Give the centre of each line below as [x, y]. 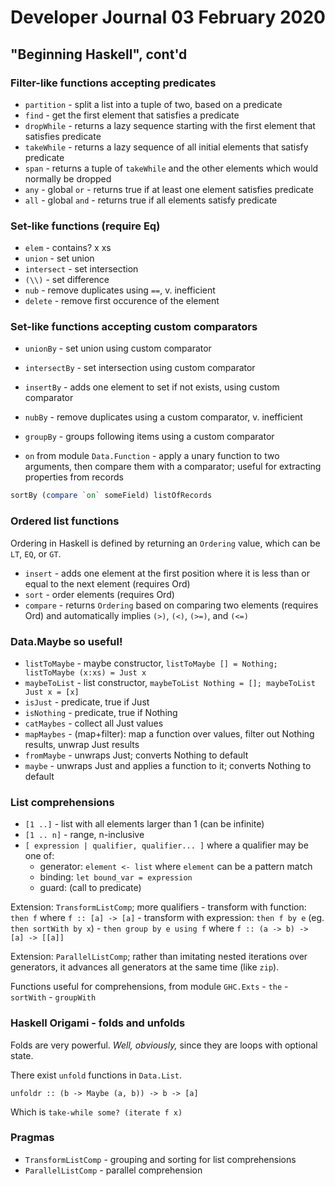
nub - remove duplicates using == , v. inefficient [120, 290]
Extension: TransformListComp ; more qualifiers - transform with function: [158, 907]
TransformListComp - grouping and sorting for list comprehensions [160, 1159]
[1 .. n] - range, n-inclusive [84, 835]
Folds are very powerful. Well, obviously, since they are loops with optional [164, 1045]
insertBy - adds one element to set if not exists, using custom [152, 387]
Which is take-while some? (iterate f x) [96, 1112]
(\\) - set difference [67, 280]
